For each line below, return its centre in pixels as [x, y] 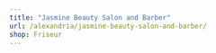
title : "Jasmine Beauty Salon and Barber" [90, 18]
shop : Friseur [36, 34]
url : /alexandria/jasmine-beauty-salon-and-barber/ [108, 26]
